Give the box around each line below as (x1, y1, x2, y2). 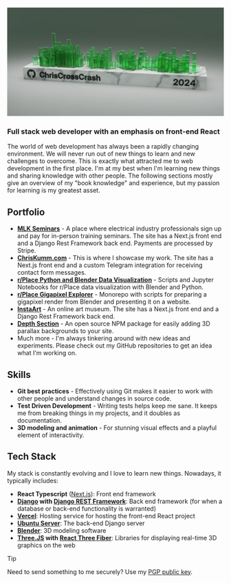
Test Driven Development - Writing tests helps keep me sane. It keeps (16, 401, 218, 410)
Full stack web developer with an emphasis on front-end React (7, 127, 220, 136)
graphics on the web (16, 541, 76, 549)
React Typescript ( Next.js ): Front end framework (16, 489, 156, 498)
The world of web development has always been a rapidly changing (7, 142, 199, 151)
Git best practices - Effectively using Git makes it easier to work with (16, 387, 213, 395)
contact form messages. (16, 268, 87, 277)
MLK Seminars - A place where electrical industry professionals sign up (16, 224, 222, 233)
